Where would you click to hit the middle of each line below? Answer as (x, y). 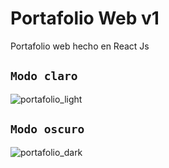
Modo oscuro (47, 129)
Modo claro (44, 76)
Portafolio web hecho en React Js (80, 46)
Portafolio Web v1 (85, 18)
